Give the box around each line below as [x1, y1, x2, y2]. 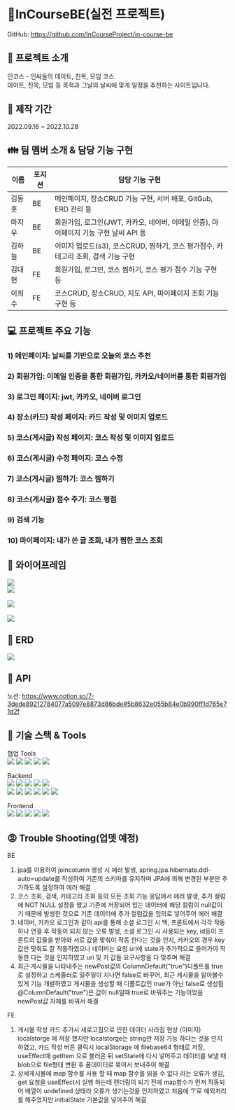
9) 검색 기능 [7, 515, 45, 525]
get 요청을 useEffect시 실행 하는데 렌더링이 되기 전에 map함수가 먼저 [17, 1078, 207, 1086]
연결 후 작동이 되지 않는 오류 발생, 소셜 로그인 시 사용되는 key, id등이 [30, 927, 217, 936]
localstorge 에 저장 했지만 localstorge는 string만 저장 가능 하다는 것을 [17, 1034, 210, 1043]
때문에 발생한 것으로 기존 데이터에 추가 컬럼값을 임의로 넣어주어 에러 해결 [24, 910, 223, 918]
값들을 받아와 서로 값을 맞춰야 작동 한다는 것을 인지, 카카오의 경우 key [36, 936, 225, 944]
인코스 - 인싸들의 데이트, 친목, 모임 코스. [7, 71, 117, 81]
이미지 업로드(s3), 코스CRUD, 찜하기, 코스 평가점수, [55, 241, 215, 251]
